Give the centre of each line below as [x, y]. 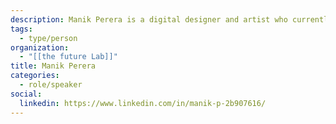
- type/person [48, 38]
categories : [35, 76]
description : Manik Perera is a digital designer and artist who [149, 19]
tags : [21, 29]
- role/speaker [51, 85]
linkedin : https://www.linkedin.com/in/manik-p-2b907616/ [143, 103]
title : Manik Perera [53, 66]
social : [26, 94]
